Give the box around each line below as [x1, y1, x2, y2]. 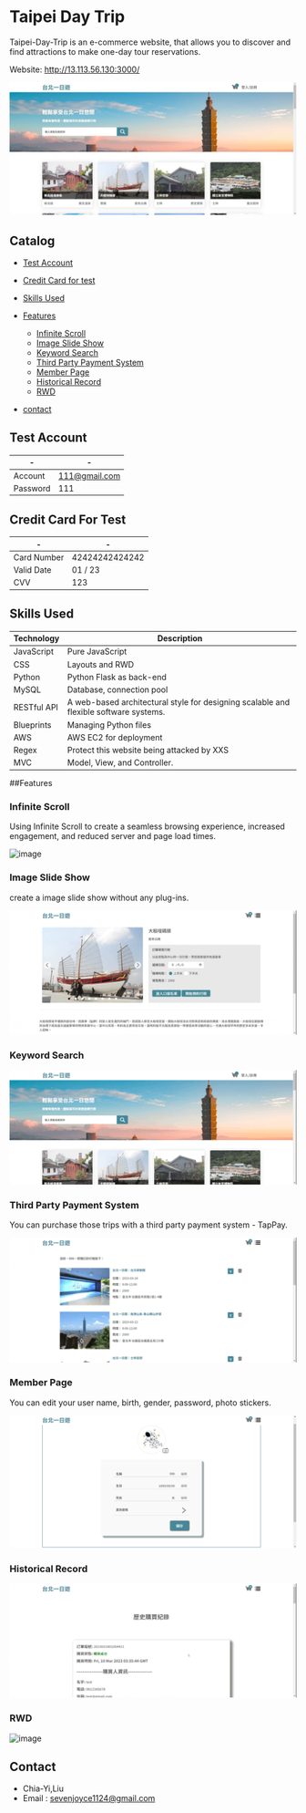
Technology [13, 633, 60, 644]
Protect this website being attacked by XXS [66, 745, 229, 756]
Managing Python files [66, 719, 152, 730]
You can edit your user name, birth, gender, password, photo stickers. [9, 1397, 271, 1408]
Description [157, 633, 203, 644]
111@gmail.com [57, 470, 121, 481]
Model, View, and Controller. [66, 757, 174, 768]
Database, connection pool [66, 684, 168, 695]
